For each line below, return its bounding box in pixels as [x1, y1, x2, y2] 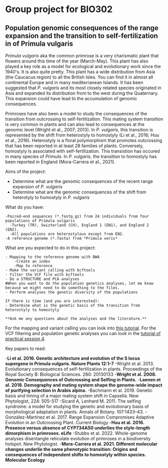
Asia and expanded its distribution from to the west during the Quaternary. [5, 90, 159, 96]
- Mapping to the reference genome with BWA [5, 254, 100, 259]
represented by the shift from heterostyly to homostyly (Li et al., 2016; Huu [5, 132, 159, 138]
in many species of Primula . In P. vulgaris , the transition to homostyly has [5, 154, 157, 159]
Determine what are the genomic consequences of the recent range [12, 178, 153, 184]
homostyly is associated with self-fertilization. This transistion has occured [5, 148, 160, 154]
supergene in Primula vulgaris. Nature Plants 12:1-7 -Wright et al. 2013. [5, 361, 154, 366]
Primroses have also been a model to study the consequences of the [5, 111, 147, 116]
